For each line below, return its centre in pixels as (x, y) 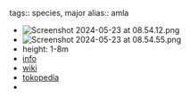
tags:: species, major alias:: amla (69, 13)
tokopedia (41, 78)
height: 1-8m (45, 49)
